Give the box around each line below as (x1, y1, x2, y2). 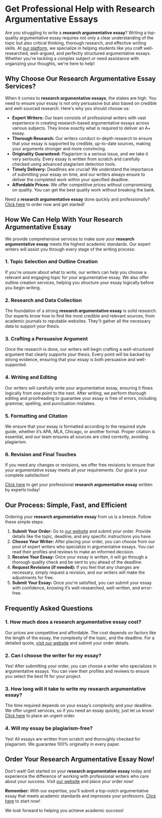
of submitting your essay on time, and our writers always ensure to (12, 171, 146, 177)
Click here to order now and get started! (5, 201, 85, 207)
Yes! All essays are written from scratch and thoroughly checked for (5, 736, 141, 742)
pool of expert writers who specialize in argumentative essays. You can (12, 544, 154, 550)
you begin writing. (5, 284, 41, 290)
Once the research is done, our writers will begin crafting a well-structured (5, 346, 154, 352)
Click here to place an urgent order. (5, 713, 76, 719)
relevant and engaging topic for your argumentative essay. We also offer (5, 274, 149, 280)
